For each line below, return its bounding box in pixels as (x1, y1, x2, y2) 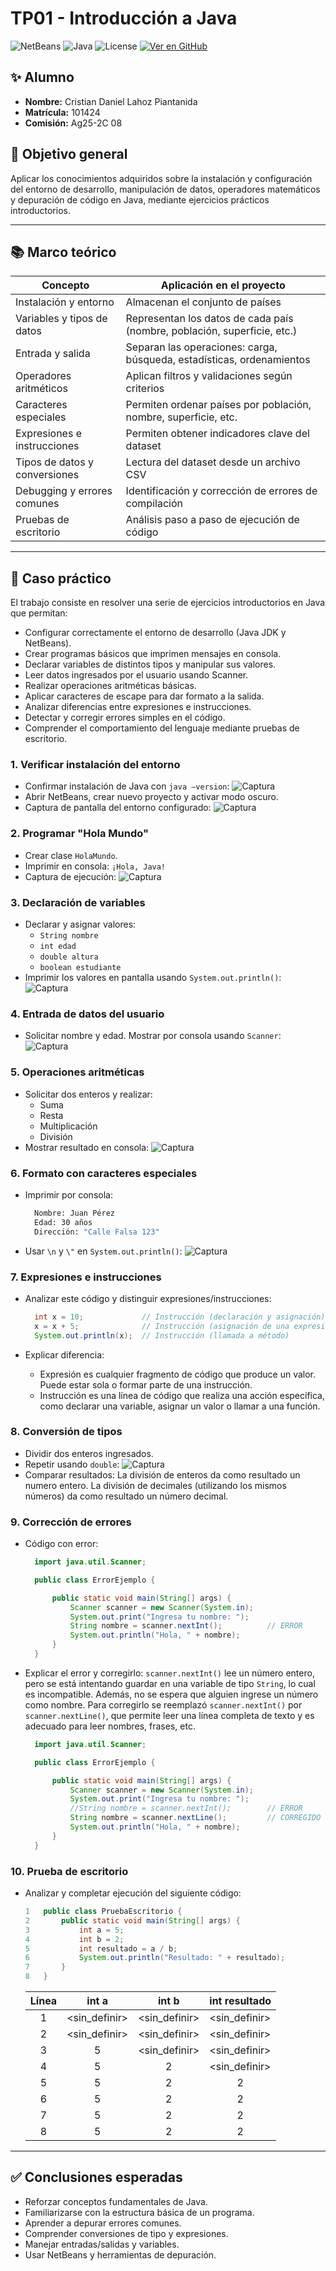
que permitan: (10, 607, 68, 619)
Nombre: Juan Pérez (34, 1208, 115, 1218)
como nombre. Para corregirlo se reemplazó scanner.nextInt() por (24, 1698, 303, 1711)
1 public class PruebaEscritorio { (24, 1907, 183, 1917)
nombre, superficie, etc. (125, 410, 238, 424)
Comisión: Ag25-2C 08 (24, 117, 123, 129)
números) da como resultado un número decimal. (24, 1490, 229, 1502)
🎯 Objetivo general (10, 146, 128, 163)
